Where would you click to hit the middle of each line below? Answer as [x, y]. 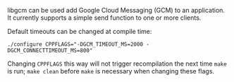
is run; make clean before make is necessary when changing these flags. [111, 71]
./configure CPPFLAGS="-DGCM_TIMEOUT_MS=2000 [75, 45]
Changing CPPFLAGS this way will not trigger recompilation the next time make [117, 64]
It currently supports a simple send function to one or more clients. [104, 18]
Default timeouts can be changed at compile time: [80, 31]
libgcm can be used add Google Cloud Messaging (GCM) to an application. [116, 10]
